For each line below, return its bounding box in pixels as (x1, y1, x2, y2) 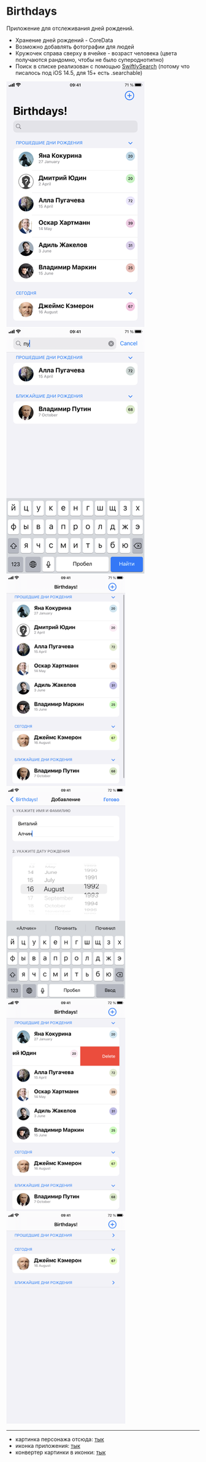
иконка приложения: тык (15, 1442, 81, 1449)
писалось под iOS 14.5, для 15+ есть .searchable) (15, 69, 143, 76)
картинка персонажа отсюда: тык (15, 1435, 104, 1443)
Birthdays (6, 4, 57, 18)
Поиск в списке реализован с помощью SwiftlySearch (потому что (15, 63, 190, 70)
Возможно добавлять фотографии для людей (15, 43, 134, 50)
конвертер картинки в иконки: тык (15, 1448, 106, 1456)
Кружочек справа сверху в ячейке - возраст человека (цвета (15, 49, 177, 56)
